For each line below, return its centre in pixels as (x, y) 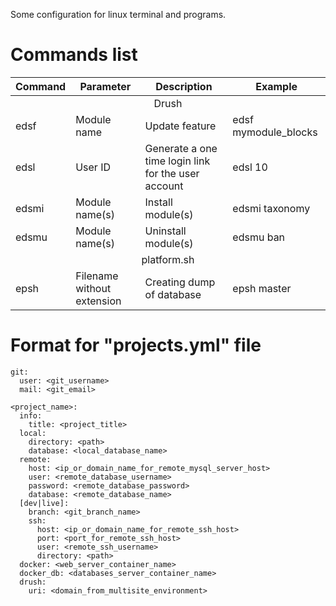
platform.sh (168, 259)
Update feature (180, 126)
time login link (177, 161)
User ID (93, 167)
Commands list (74, 55)
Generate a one (181, 148)
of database (173, 294)
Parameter (105, 86)
